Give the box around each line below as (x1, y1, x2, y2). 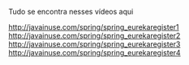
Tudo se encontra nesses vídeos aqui (8, 7, 134, 16)
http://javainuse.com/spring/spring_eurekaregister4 (8, 48, 181, 57)
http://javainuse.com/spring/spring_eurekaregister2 (8, 31, 181, 40)
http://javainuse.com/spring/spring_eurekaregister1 (8, 22, 180, 31)
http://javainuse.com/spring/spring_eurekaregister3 (8, 39, 181, 49)
